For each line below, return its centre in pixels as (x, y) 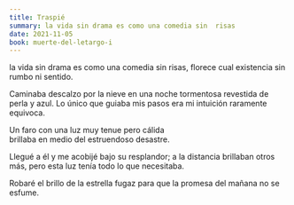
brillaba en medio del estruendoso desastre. (89, 139)
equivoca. (27, 113)
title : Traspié (37, 17)
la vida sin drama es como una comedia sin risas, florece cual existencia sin (147, 67)
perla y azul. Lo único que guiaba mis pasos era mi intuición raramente (138, 104)
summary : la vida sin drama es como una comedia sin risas (123, 26)
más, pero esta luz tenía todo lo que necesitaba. (97, 166)
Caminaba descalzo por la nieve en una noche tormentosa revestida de (139, 94)
